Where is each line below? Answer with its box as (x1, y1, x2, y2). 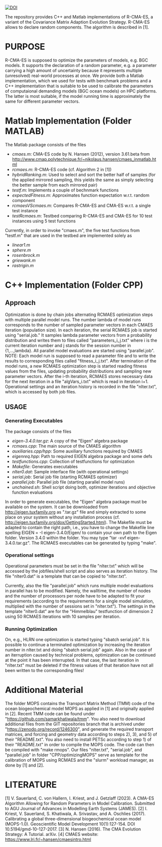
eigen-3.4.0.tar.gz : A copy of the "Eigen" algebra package (12, 438, 128, 443)
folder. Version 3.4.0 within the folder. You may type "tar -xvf (5, 534, 127, 540)
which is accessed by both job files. (5, 389, 76, 394)
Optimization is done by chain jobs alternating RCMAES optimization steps (5, 312, 153, 317)
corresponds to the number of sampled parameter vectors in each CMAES (5, 322, 153, 328)
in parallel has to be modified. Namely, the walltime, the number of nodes (5, 588, 151, 594)
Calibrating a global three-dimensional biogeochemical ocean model (5, 816, 141, 822)
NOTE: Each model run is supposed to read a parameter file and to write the (5, 353, 156, 359)
